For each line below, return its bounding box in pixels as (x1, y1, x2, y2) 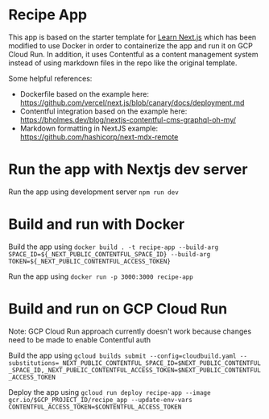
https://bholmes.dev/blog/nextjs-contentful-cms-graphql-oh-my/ (19, 114, 236, 124)
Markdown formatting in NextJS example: (19, 123, 159, 133)
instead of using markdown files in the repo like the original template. (8, 58, 238, 68)
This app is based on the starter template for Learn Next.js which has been (8, 32, 257, 42)
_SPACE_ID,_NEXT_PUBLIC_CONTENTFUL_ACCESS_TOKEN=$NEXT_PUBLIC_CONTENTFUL (8, 366, 262, 374)
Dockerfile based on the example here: (19, 89, 149, 98)
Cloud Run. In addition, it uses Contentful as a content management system (8, 49, 259, 59)
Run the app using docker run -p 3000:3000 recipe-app (8, 272, 193, 281)
